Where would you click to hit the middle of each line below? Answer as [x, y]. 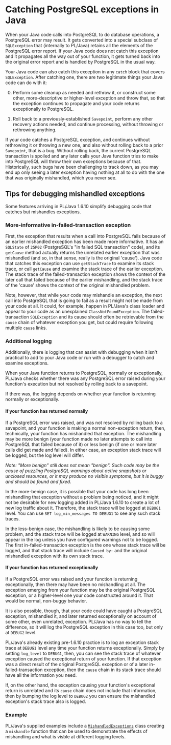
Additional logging [29, 341]
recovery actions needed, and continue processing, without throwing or [88, 124]
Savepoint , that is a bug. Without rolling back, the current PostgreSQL [78, 150]
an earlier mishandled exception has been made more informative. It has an [84, 241]
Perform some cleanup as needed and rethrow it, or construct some [84, 92]
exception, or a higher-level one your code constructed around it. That [79, 595]
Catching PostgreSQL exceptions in [82, 9]
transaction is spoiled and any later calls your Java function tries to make [82, 156]
